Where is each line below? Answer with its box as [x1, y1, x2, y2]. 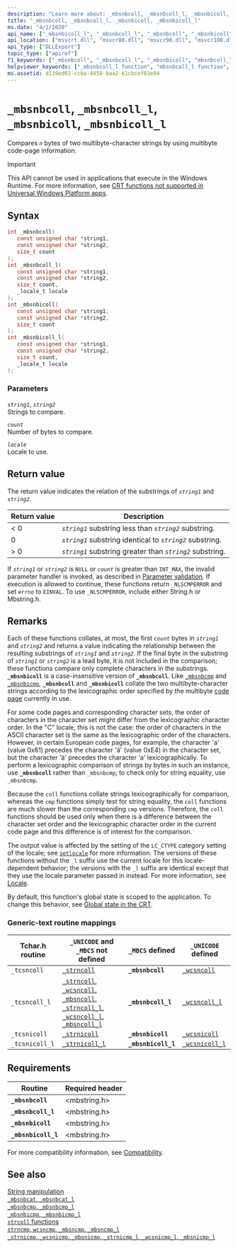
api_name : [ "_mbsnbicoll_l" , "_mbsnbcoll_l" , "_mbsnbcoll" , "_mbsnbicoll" [7, 30, 233, 38]
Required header [64, 1083, 123, 1093]
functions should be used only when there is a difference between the [7, 812, 212, 821]
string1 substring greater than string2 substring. [62, 546, 226, 556]
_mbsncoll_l [62, 1020, 103, 1028]
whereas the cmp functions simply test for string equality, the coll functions [7, 797, 227, 806]
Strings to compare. [7, 407, 65, 416]
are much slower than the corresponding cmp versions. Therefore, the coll [7, 805, 224, 814]
